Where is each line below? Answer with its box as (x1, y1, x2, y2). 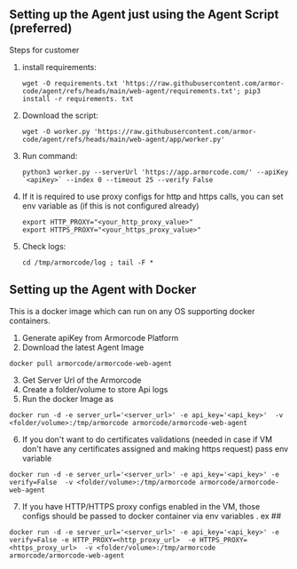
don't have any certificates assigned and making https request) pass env (21, 443, 289, 454)
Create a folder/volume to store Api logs (21, 383, 168, 394)
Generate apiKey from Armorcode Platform (21, 332, 179, 343)
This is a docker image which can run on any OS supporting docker (9, 305, 255, 316)
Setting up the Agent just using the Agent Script (9, 7, 279, 22)
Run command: (21, 150, 78, 161)
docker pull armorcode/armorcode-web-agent (9, 359, 173, 367)
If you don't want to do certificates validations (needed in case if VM (21, 434, 273, 445)
